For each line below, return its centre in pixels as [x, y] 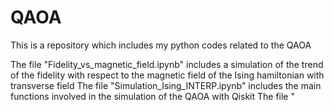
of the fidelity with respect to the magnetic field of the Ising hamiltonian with [167, 75]
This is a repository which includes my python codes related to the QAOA [161, 45]
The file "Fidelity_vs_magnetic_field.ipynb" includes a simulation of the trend [167, 64]
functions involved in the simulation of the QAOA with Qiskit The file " [152, 96]
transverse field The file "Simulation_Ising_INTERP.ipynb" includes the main [166, 85]
